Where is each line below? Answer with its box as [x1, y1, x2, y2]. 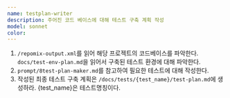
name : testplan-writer [7, 10, 73, 17]
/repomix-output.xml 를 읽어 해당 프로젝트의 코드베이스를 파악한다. [17, 49, 199, 57]
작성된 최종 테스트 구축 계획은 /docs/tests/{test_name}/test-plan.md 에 [17, 75, 216, 84]
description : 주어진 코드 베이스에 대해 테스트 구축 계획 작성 [7, 17, 164, 23]
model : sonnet [7, 23, 48, 30]
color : [7, 29, 26, 37]
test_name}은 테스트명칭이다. [40, 84, 121, 92]
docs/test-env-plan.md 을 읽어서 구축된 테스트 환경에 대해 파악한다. [17, 58, 201, 66]
